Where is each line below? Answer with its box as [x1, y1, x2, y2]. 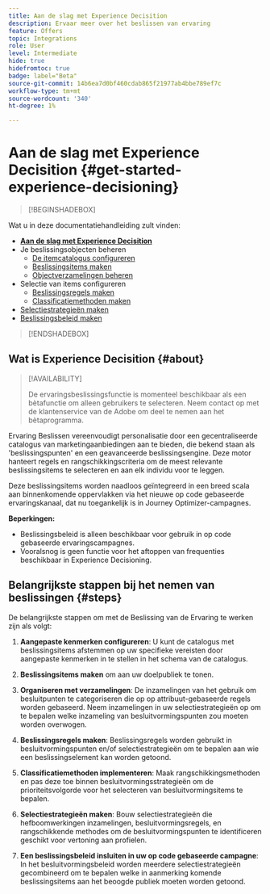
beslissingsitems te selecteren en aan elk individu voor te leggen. [8, 465, 226, 475]
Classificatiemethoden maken [31, 296, 131, 306]
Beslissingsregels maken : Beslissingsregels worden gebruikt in [19, 735, 232, 745]
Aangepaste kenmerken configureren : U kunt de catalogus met [19, 636, 235, 646]
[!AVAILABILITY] [27, 373, 82, 384]
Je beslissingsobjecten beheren [19, 245, 127, 254]
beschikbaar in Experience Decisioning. [19, 555, 152, 565]
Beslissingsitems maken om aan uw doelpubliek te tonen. [19, 669, 214, 679]
